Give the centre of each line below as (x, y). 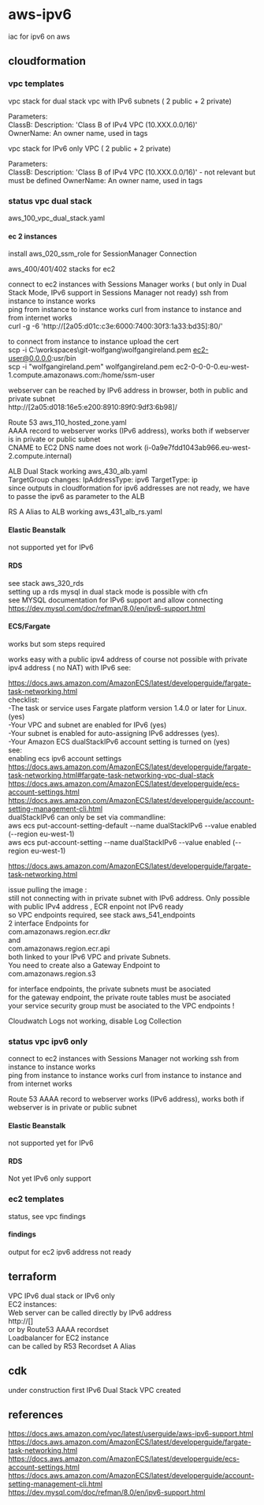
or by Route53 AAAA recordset (58, 1329)
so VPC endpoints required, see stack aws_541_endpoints (102, 914)
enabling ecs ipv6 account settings (65, 758)
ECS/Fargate (30, 626)
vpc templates (36, 84)
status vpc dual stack (50, 201)
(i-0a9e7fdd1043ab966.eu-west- (197, 448)
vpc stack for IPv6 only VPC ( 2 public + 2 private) (90, 148)
